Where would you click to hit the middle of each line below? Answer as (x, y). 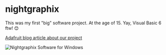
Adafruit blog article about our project (44, 38)
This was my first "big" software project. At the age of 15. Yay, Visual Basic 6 (83, 23)
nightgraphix (32, 9)
